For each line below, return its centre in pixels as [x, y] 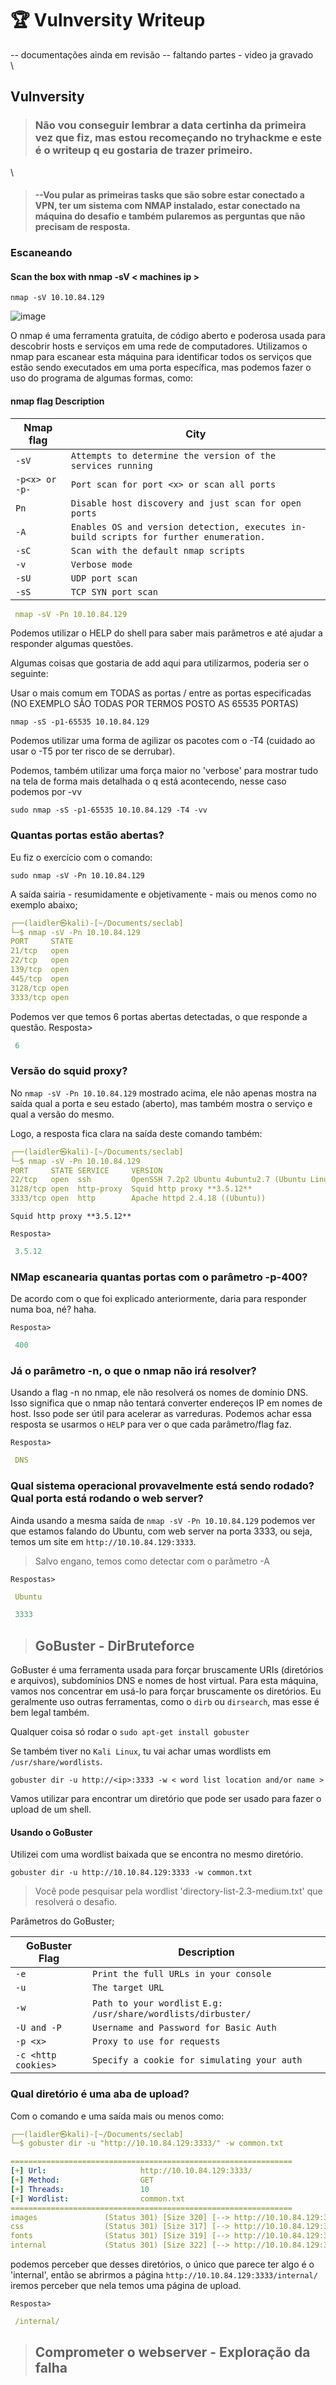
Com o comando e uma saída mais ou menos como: [117, 2116]
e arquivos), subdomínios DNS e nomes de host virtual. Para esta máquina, [164, 1681]
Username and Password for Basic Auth [184, 2028]
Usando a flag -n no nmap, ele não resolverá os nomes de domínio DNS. [159, 1393]
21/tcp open [40, 951]
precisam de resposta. [82, 227]
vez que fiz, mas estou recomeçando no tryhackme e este [178, 138]
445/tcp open [40, 978]
